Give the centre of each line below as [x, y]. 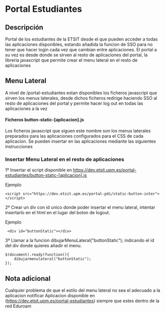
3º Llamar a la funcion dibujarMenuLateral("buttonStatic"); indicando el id [80, 240]
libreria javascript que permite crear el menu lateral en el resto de [71, 60]
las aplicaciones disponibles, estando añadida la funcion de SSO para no [79, 44]
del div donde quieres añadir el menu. [44, 246]
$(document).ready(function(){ [37, 255]
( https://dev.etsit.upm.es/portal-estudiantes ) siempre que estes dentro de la [82, 301]
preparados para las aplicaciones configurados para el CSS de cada [74, 136]
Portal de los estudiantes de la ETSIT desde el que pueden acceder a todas [82, 39]
